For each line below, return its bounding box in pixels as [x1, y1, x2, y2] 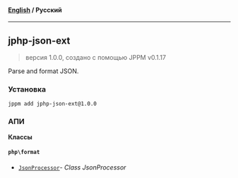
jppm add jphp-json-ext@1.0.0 [8, 101, 97, 108]
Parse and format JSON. [8, 67, 79, 75]
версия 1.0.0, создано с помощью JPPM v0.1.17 [25, 53, 167, 62]
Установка [8, 84, 47, 94]
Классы [8, 132, 32, 141]
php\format [8, 148, 40, 156]
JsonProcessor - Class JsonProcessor [18, 163, 126, 172]
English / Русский [8, 6, 62, 14]
